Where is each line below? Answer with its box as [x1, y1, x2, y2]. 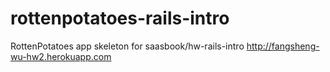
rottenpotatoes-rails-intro [10, 7, 230, 30]
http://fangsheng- [246, 40, 320, 52]
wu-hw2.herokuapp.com [10, 50, 112, 62]
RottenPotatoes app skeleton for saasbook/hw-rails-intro [10, 40, 245, 52]
